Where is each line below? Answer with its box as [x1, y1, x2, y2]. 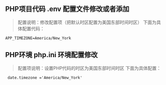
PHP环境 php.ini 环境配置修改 [5, 51, 98, 59]
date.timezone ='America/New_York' [7, 75, 82, 80]
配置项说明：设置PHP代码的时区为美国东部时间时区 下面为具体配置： [17, 65, 161, 71]
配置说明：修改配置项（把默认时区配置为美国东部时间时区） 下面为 [17, 19, 157, 25]
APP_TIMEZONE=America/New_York [5, 35, 71, 40]
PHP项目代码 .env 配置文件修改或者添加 [5, 5, 130, 14]
